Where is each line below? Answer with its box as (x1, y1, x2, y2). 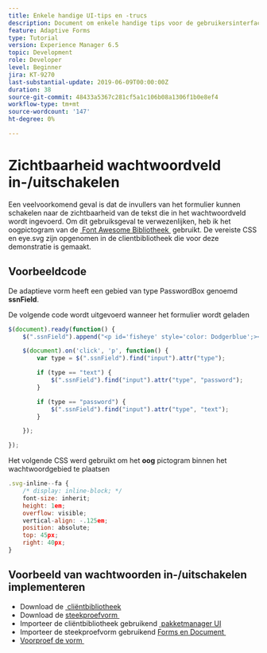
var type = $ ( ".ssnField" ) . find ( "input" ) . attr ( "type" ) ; (37, 355, 226, 363)
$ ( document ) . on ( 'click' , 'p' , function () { (22, 347, 169, 355)
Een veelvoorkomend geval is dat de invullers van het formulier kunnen (8, 200, 241, 209)
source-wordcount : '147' (8, 108, 91, 116)
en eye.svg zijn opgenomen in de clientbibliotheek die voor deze (8, 233, 219, 243)
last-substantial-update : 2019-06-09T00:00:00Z (8, 78, 169, 86)
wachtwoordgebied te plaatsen (8, 464, 110, 474)
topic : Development (8, 49, 73, 56)
